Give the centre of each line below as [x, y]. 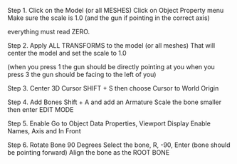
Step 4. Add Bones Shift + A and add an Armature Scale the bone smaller [115, 102]
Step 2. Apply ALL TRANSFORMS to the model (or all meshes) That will [111, 45]
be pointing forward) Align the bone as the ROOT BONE [89, 152]
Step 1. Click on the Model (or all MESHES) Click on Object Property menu [116, 10]
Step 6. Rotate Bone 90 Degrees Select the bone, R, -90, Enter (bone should [119, 145]
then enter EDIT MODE [41, 109]
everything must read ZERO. [49, 32]
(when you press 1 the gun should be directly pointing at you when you [111, 67]
